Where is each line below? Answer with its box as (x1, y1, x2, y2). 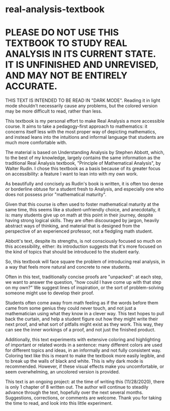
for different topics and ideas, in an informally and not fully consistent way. (5, 347, 161, 353)
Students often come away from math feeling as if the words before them (5, 300, 158, 306)
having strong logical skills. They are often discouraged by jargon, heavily (5, 217, 159, 223)
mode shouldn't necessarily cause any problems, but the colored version (5, 103, 158, 109)
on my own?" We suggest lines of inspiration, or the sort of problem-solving (5, 285, 164, 291)
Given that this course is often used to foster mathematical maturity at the (5, 201, 159, 207)
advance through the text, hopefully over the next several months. (5, 389, 144, 396)
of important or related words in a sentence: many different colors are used (5, 342, 162, 348)
